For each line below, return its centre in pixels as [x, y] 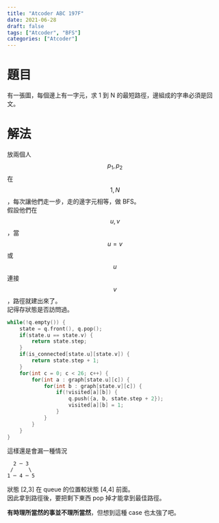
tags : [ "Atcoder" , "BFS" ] [44, 33]
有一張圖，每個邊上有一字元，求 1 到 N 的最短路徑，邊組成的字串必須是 [107, 95]
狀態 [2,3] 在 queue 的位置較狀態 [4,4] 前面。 [70, 489]
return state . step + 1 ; [65, 361]
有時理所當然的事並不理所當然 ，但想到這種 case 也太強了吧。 [93, 513]
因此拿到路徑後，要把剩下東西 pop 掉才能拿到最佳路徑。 [86, 498]
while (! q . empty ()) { [37, 322]
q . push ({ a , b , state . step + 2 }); [116, 399]
